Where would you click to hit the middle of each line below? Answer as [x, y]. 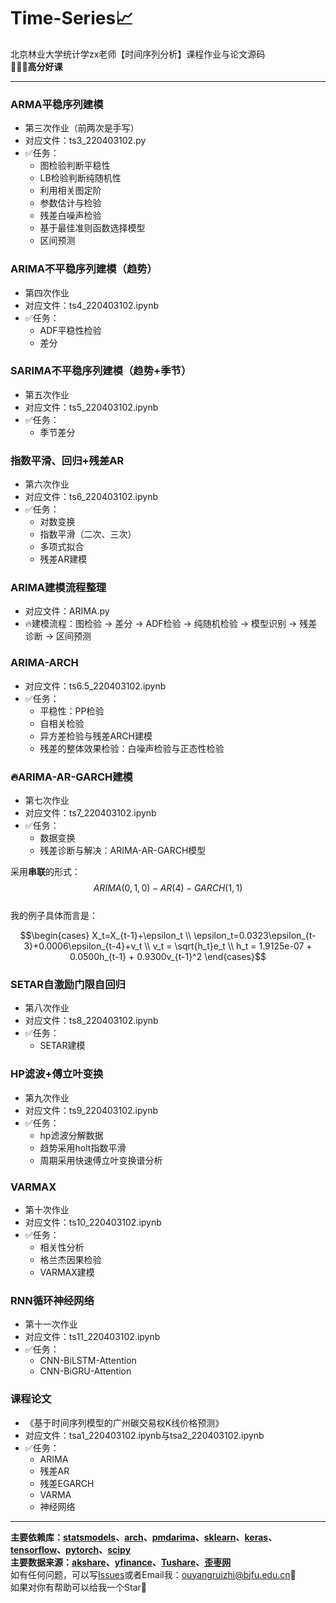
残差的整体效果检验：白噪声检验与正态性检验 [132, 748]
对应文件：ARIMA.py [67, 611]
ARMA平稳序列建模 [57, 104]
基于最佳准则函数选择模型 [92, 228]
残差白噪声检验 [70, 216]
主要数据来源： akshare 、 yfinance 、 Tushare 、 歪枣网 [121, 1562]
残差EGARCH [67, 1483]
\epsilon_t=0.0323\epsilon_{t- [255, 936]
